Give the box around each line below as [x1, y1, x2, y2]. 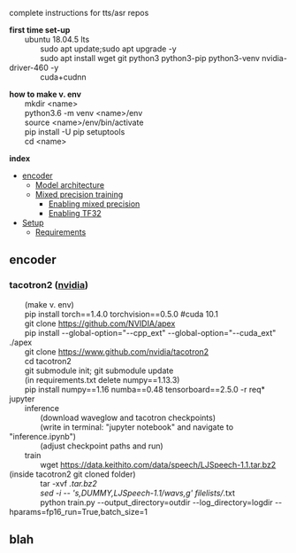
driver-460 [9, 62, 49, 73]
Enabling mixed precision [48, 199, 140, 209]
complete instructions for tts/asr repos [9, 8, 149, 18]
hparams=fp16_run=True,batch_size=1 [9, 506, 148, 517]
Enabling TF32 [48, 208, 102, 218]
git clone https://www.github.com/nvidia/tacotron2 [25, 346, 209, 357]
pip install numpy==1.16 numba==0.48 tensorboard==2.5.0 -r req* [25, 384, 266, 394]
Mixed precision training [34, 190, 124, 199]
